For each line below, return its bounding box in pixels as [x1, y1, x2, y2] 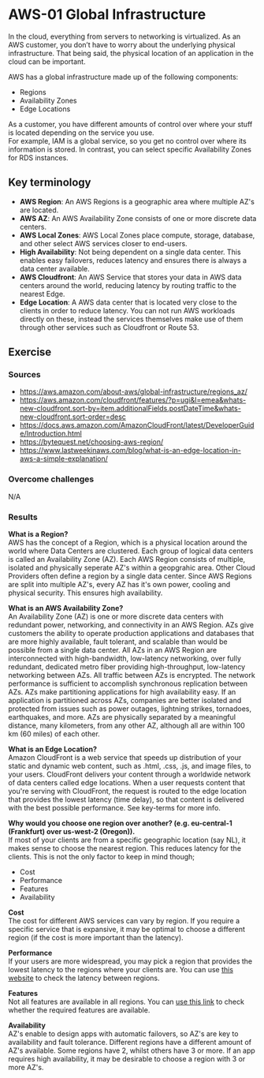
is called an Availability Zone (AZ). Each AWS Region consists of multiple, [8, 555, 246, 564]
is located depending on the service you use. [8, 128, 155, 137]
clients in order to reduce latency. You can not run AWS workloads [19, 305, 236, 315]
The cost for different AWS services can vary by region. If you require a [8, 916, 240, 926]
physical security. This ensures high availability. [8, 588, 163, 597]
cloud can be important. [8, 57, 86, 66]
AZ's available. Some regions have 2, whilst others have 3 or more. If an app [8, 1046, 256, 1055]
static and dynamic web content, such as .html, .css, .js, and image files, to [8, 762, 251, 771]
